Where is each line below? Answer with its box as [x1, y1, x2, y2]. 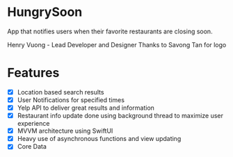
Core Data [17, 142, 47, 151]
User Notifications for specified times [17, 95, 125, 104]
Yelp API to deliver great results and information [17, 104, 155, 112]
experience [17, 119, 50, 128]
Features [7, 65, 60, 81]
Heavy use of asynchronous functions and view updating [17, 135, 182, 143]
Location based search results [17, 88, 104, 96]
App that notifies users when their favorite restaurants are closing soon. [7, 27, 214, 35]
